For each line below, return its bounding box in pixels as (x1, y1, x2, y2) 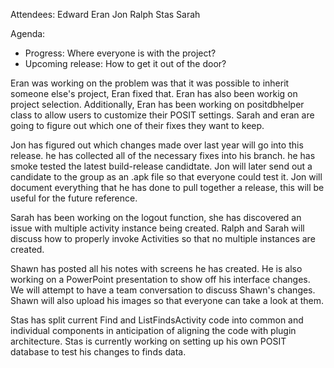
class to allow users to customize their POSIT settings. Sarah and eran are (10, 109, 315, 121)
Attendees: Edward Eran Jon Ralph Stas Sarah (10, 9, 201, 20)
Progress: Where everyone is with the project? (24, 47, 217, 59)
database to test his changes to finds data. (10, 346, 187, 358)
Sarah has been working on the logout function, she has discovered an (10, 212, 302, 223)
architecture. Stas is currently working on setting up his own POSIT (10, 335, 287, 347)
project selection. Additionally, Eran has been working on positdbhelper (10, 99, 305, 110)
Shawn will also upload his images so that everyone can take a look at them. (10, 295, 324, 306)
